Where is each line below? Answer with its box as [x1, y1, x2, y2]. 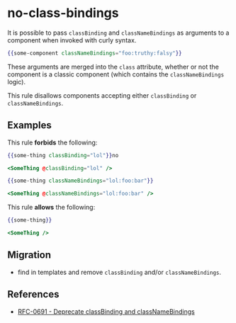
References [7, 288, 60, 300]
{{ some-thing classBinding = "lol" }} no [7, 152, 119, 159]
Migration [7, 249, 52, 261]
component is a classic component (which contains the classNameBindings [7, 69, 225, 79]
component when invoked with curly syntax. [7, 35, 137, 44]
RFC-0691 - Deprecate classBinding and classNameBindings [17, 307, 195, 316]
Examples [7, 119, 52, 132]
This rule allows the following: [7, 203, 96, 212]
